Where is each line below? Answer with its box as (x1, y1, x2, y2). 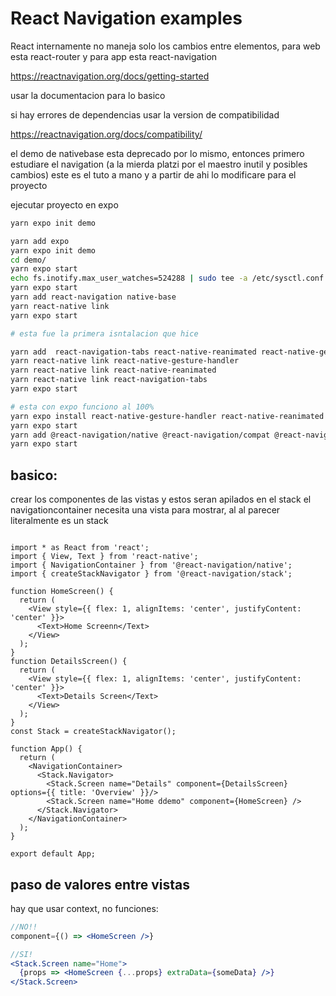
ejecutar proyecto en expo (10, 198, 119, 211)
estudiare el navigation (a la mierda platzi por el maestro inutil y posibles (10, 158, 308, 170)
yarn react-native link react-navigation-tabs (10, 375, 208, 385)
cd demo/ (10, 255, 47, 265)
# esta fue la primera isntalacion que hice (10, 328, 199, 339)
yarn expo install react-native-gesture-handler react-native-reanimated (10, 411, 325, 421)
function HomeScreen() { (10, 587, 114, 597)
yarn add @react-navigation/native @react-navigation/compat (10, 430, 271, 440)
